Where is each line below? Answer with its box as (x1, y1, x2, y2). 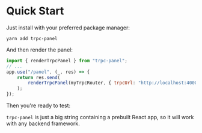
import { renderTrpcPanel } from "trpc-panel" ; (6, 58, 128, 64)
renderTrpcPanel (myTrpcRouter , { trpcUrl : (28, 80, 136, 86)
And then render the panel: (6, 46, 73, 53)
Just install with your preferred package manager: (6, 24, 130, 31)
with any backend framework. (6, 120, 80, 127)
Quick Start (6, 4, 64, 18)
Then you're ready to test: (6, 102, 71, 109)
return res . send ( (17, 74, 61, 80)
